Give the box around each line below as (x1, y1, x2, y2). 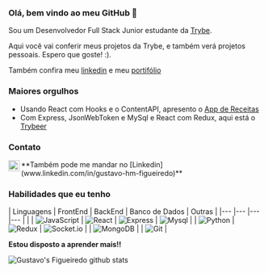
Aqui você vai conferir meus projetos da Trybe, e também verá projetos (8, 41, 246, 51)
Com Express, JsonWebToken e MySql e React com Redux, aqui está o (19, 112, 256, 122)
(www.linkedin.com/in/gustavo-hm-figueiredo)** (21, 168, 183, 178)
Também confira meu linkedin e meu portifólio (8, 65, 161, 75)
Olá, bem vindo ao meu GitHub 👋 (8, 7, 138, 19)
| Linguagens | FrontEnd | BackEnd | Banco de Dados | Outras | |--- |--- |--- (8, 207, 260, 216)
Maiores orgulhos (8, 86, 79, 97)
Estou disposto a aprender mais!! (8, 240, 122, 250)
